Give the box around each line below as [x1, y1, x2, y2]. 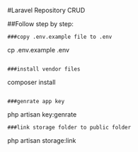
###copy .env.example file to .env [7, 33, 113, 40]
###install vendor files [7, 66, 81, 73]
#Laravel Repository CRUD [7, 6, 86, 14]
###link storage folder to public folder [7, 124, 132, 131]
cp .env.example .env [7, 46, 69, 54]
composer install [7, 78, 56, 86]
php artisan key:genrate [7, 110, 77, 119]
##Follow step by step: [7, 20, 74, 28]
